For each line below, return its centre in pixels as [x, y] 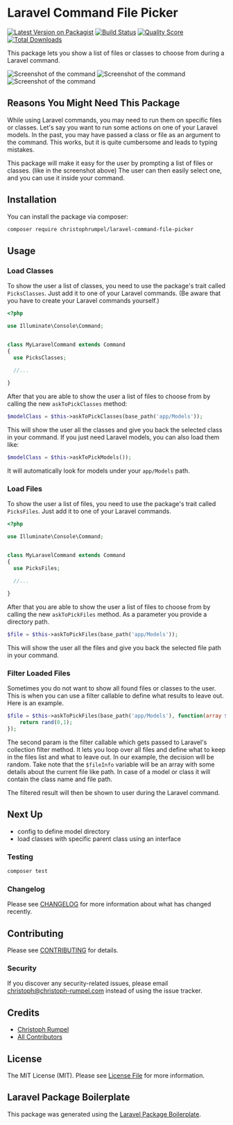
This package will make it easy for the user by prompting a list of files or [110, 163]
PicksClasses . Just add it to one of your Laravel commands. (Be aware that [114, 293]
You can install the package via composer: [68, 217]
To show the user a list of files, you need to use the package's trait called [112, 504]
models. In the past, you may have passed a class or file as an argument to [114, 134]
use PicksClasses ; [40, 357]
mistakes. [21, 149]
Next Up [25, 815]
